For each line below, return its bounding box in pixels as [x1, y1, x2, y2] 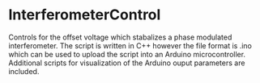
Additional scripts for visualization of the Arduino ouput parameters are [8, 58, 245, 68]
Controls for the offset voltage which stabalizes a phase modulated [8, 32, 232, 42]
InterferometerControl [8, 6, 161, 24]
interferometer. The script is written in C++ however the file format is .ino [8, 40, 253, 50]
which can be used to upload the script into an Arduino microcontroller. [8, 49, 245, 59]
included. [8, 66, 40, 76]
